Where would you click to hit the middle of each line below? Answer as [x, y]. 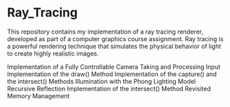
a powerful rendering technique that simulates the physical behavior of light [114, 46]
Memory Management [38, 96]
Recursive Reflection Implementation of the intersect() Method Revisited [109, 88]
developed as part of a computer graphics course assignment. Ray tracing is [115, 38]
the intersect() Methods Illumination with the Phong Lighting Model [102, 81]
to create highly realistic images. [53, 53]
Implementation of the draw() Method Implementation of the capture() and [112, 74]
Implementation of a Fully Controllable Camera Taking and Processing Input [114, 67]
